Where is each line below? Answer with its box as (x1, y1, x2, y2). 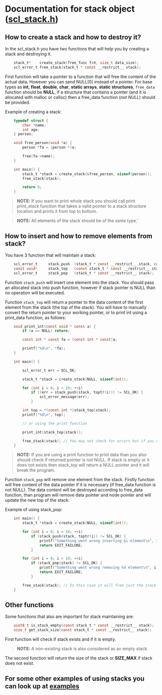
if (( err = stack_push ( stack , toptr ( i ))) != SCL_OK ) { (30, 390, 144, 395)
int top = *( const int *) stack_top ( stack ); (22, 408, 111, 413)
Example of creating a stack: (5, 109, 62, 114)
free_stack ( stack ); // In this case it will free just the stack (22, 583, 157, 588)
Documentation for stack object (5, 3, 135, 15)
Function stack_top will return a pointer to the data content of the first (5, 299, 143, 305)
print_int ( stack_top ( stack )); (22, 430, 83, 435)
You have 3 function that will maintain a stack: (5, 252, 96, 258)
